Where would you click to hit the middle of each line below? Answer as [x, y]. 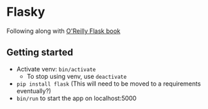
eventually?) [34, 90]
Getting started [40, 52]
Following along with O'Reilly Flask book [64, 31]
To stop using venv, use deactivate [76, 76]
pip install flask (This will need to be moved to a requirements [108, 84]
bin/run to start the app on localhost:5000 [76, 98]
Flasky [26, 12]
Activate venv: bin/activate [56, 69]
